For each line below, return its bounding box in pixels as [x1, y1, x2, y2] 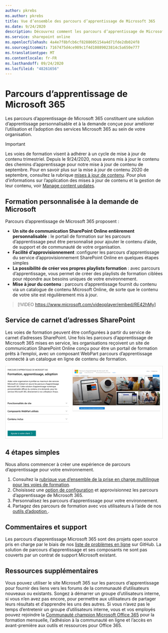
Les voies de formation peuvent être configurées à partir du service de [5, 329, 151, 335]
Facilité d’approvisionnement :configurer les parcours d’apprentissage [12, 249, 159, 255]
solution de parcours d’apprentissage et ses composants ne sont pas [5, 547, 147, 553]
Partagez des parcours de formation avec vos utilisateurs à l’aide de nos [12, 503, 161, 509]
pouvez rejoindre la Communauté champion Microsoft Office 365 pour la [5, 612, 155, 618]
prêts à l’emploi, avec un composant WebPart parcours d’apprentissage [5, 350, 152, 356]
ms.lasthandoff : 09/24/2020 [5, 61, 64, 66]
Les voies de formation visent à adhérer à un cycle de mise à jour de [5, 151, 146, 157]
